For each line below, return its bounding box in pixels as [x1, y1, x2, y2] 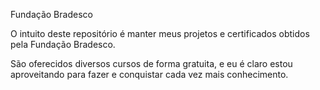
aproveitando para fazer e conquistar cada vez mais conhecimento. [10, 69, 289, 80]
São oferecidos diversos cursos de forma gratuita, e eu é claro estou [10, 58, 293, 69]
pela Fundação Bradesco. [10, 39, 116, 50]
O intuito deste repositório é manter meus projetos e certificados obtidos [10, 28, 310, 39]
